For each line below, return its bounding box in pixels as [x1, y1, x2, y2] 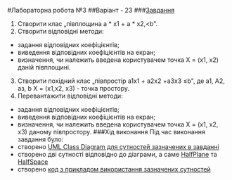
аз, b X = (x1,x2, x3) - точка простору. [17, 84, 130, 92]
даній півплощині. [17, 63, 71, 71]
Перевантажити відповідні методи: [17, 91, 123, 100]
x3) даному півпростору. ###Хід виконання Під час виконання [17, 128, 206, 136]
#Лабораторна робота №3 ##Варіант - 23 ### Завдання [7, 6, 175, 14]
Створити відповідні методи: [17, 27, 104, 35]
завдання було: [17, 135, 64, 143]
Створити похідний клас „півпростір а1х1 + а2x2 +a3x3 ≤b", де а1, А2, [17, 77, 225, 85]
